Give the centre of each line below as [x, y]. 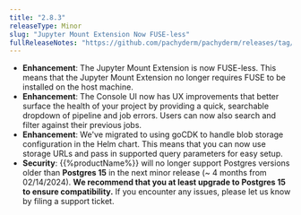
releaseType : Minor [46, 26]
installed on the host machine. [78, 87]
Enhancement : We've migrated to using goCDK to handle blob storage [153, 134]
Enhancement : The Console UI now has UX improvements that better [150, 97]
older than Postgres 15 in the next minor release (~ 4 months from [144, 173]
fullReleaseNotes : [43, 43]
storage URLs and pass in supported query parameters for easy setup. [153, 154]
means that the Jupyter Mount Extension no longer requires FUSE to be [154, 78]
